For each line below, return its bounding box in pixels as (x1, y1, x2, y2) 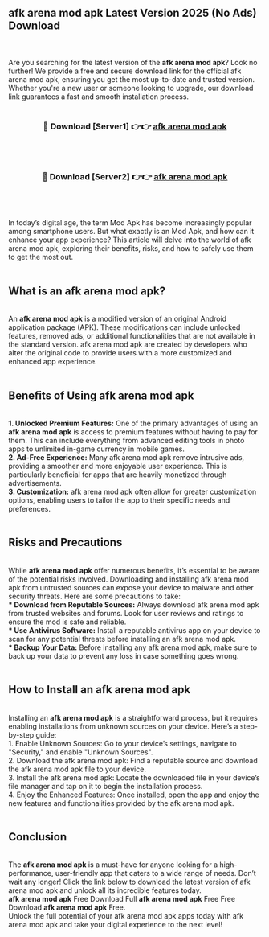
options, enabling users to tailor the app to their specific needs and (8, 495, 230, 505)
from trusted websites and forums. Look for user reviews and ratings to (8, 608, 244, 618)
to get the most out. (8, 253, 74, 262)
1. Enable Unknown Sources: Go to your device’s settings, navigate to (8, 738, 237, 748)
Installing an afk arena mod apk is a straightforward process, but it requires (8, 713, 259, 722)
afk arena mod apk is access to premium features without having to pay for (8, 427, 259, 437)
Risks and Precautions (8, 536, 123, 549)
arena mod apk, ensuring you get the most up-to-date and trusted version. (8, 74, 255, 84)
